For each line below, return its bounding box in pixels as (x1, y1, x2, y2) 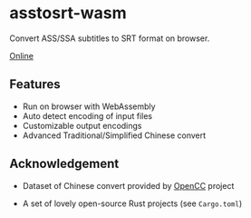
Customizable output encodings (22, 120, 142, 131)
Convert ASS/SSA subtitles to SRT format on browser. (9, 33, 210, 44)
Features (9, 76, 61, 93)
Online (9, 50, 34, 61)
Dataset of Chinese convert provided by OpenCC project (22, 180, 235, 191)
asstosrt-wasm (9, 3, 127, 24)
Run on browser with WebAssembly (22, 101, 156, 112)
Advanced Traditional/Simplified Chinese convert (22, 130, 207, 141)
